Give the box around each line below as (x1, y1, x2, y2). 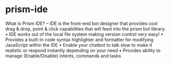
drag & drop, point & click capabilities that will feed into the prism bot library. (5, 25, 166, 31)
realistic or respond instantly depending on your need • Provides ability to (5, 47, 161, 53)
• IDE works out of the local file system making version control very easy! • (5, 31, 164, 37)
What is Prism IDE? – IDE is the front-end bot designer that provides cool (5, 20, 158, 26)
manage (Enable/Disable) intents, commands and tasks (5, 52, 121, 59)
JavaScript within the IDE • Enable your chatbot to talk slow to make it (5, 42, 152, 48)
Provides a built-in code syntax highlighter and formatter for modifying (5, 37, 154, 43)
